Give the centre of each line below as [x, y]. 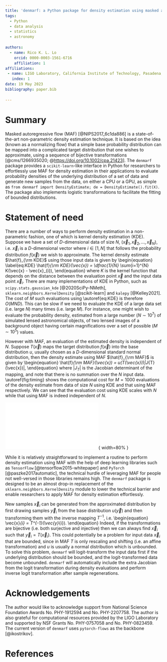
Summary [26, 120]
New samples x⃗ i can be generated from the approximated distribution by [81, 504]
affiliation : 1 [30, 63]
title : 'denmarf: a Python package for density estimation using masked [82, 10]
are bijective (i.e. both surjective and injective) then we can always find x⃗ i [82, 529]
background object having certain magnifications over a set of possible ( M [82, 326]
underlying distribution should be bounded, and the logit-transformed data [82, 557]
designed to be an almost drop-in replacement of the [59, 484]
